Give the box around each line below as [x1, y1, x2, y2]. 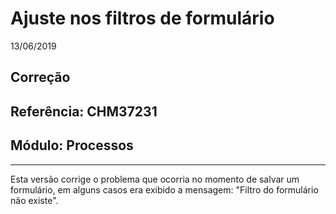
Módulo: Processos [10, 137, 134, 154]
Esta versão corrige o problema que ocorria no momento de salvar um [10, 173, 300, 185]
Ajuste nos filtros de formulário [10, 7, 275, 30]
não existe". [10, 194, 59, 206]
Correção [10, 69, 71, 86]
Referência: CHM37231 [10, 103, 158, 120]
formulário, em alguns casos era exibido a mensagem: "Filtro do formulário [10, 183, 319, 196]
